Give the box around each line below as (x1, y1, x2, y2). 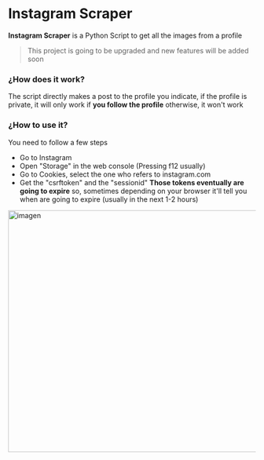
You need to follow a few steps (8, 137, 108, 147)
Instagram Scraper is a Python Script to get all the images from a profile (8, 31, 243, 40)
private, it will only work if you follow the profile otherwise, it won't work (8, 100, 244, 110)
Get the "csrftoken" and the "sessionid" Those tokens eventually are (19, 177, 245, 187)
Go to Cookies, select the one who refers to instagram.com (19, 170, 211, 179)
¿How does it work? (8, 74, 85, 85)
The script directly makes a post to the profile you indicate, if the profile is (8, 92, 247, 101)
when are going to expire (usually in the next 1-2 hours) (19, 194, 199, 204)
